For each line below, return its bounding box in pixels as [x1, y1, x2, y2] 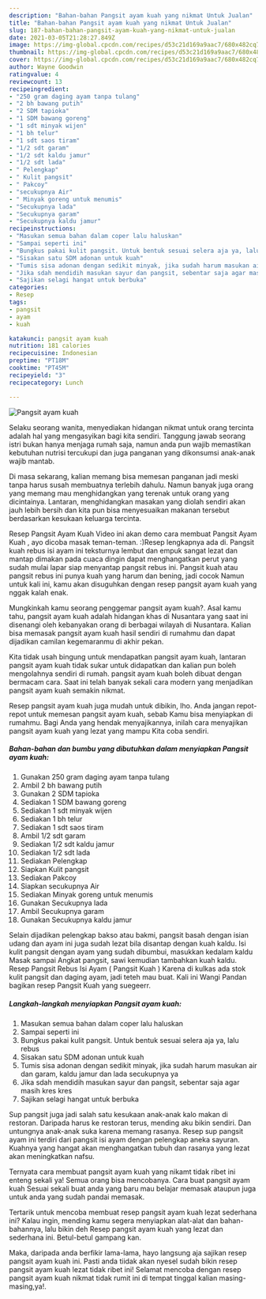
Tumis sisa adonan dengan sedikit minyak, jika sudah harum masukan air [20, 1061, 257, 1071]
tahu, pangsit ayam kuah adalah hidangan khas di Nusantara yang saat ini [9, 611, 249, 621]
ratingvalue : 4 [9, 70, 59, 78]
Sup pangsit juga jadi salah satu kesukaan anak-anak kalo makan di [9, 1110, 228, 1120]
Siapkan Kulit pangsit [20, 865, 89, 874]
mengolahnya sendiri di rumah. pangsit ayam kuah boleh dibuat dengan [9, 669, 242, 678]
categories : [9, 284, 48, 292]
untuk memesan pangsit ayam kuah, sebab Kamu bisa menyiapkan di [28, 709, 253, 719]
